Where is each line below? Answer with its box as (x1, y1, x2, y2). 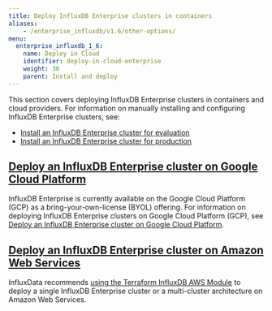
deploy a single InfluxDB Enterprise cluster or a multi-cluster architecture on (8, 286, 263, 296)
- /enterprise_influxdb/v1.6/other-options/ (23, 27, 176, 35)
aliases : (8, 19, 38, 28)
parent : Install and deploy (23, 72, 118, 80)
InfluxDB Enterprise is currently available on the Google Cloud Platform (8, 194, 246, 204)
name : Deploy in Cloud (23, 50, 100, 58)
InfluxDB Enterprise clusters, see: (8, 111, 120, 122)
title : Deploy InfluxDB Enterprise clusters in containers (8, 11, 213, 20)
